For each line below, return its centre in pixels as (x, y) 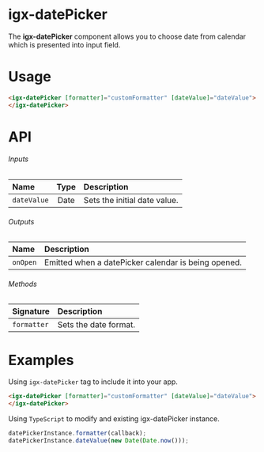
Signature (31, 311)
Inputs (19, 159)
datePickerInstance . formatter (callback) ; (77, 433)
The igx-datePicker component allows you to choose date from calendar (127, 36)
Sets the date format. (96, 325)
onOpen (25, 263)
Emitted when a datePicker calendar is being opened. (143, 262)
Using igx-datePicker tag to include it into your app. (93, 382)
